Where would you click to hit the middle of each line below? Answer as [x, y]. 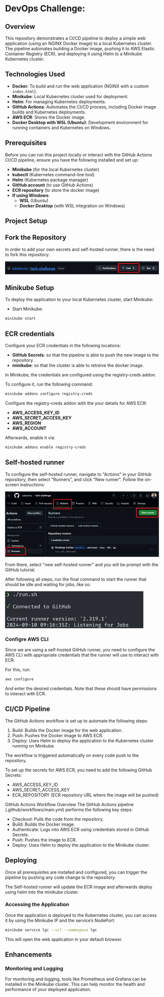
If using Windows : [31, 195]
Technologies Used [35, 74]
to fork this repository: [27, 254]
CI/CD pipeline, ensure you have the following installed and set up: [72, 160]
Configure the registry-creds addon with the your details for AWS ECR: [76, 403]
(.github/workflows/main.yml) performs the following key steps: [69, 810]
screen [12, 484]
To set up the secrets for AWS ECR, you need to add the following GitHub [79, 770]
